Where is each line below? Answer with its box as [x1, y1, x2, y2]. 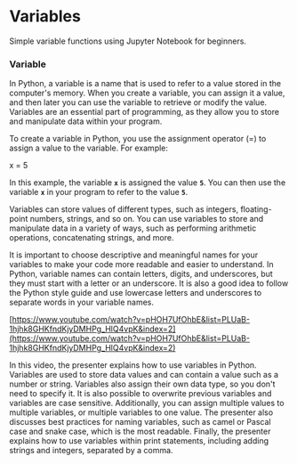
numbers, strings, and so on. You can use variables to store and [29, 214, 264, 224]
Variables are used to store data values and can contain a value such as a [9, 370, 278, 380]
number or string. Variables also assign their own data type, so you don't [9, 379, 276, 389]
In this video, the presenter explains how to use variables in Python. [9, 360, 257, 370]
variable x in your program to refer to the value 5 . [9, 187, 189, 198]
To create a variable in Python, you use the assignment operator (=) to [9, 134, 267, 144]
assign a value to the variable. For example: [9, 142, 169, 153]
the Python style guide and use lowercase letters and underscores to [9, 288, 262, 298]
